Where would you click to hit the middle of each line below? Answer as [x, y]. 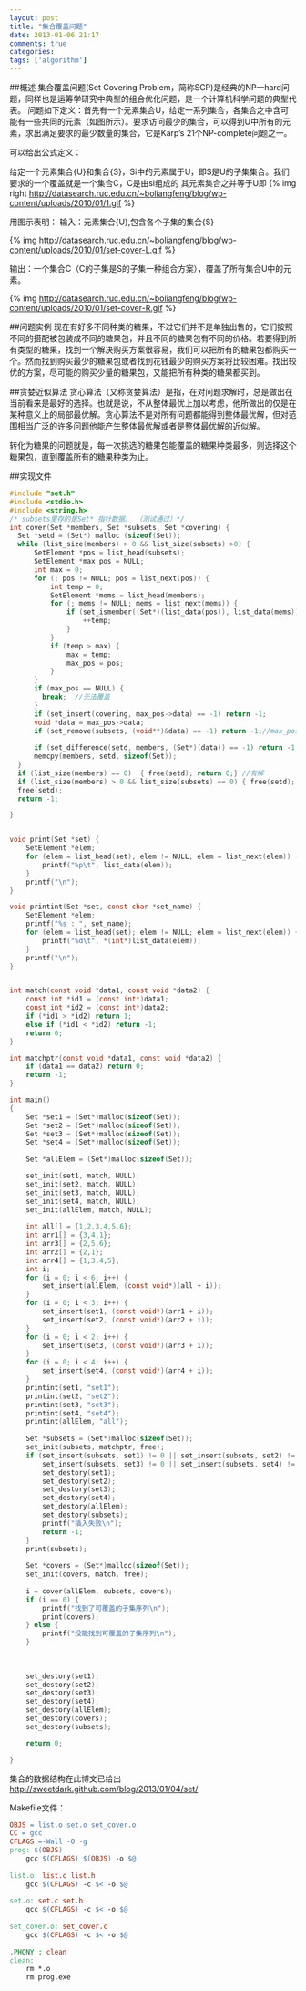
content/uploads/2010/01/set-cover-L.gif [86, 250]
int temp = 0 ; [76, 586]
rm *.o [38, 1969]
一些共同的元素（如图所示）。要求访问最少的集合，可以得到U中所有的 [154, 121]
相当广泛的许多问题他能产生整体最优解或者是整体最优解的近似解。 [141, 426]
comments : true [38, 43]
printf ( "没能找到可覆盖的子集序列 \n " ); [110, 1633]
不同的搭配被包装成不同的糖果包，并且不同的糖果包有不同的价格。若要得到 [149, 338]
